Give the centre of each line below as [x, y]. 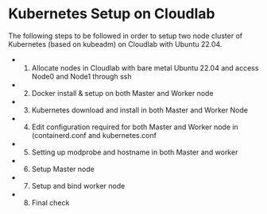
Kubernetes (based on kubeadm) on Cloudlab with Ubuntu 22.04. [115, 44]
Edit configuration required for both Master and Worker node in [135, 127]
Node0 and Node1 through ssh [81, 76]
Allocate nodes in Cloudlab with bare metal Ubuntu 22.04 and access [145, 67]
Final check [50, 202]
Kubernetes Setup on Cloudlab [112, 14]
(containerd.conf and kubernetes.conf [94, 135]
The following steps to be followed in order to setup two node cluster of [126, 36]
